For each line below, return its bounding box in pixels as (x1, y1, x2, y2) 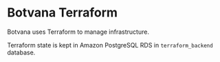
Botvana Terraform (7, 5, 118, 21)
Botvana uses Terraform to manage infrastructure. (7, 28, 150, 36)
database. (7, 48, 36, 56)
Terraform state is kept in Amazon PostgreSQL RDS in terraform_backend (7, 41, 213, 49)
